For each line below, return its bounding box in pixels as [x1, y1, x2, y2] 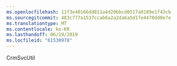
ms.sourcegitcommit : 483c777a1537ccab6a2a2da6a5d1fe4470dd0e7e [6, 15, 171, 21]
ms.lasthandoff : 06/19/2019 [6, 32, 78, 38]
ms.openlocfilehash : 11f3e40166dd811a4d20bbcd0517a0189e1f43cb [6, 9, 171, 15]
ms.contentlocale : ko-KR [6, 26, 70, 32]
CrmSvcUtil [6, 54, 36, 61]
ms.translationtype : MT [6, 20, 67, 26]
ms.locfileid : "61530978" [6, 37, 72, 43]
